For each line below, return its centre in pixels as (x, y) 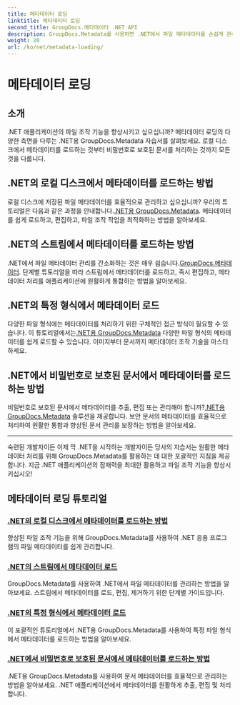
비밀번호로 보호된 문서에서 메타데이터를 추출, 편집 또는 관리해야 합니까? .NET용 (116, 407)
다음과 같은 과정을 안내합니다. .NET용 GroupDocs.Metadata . (116, 211)
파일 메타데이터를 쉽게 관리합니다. (67, 546)
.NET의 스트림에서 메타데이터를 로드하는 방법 (101, 245)
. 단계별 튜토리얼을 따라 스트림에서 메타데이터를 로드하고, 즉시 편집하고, (118, 271)
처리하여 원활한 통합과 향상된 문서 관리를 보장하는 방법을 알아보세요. (102, 425)
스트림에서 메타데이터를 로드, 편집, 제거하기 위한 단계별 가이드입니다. (129, 593)
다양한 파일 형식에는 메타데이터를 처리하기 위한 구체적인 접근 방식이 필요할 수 (114, 324)
